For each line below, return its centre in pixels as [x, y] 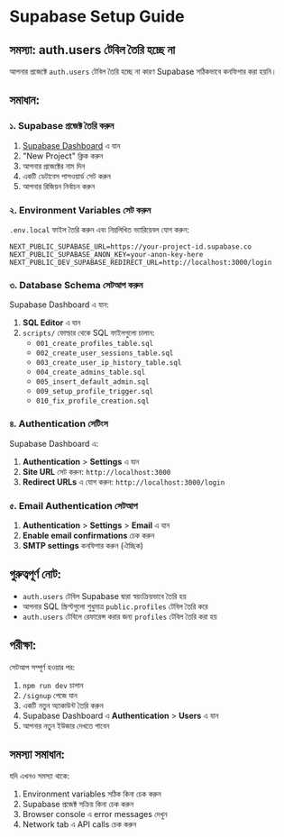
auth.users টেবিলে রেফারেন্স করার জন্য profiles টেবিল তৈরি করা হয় [119, 616]
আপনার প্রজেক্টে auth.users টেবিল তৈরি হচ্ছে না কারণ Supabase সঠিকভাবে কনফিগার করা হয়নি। [143, 71]
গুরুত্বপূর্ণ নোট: [35, 574]
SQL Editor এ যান [51, 323]
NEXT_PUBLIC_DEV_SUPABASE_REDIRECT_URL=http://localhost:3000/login [141, 262]
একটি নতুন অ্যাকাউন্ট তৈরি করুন [63, 705]
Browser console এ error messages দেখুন [95, 814]
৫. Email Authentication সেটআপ [73, 505]
